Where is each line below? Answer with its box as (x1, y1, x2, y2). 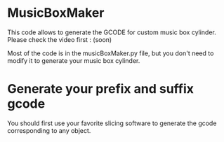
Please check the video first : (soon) (7, 35, 112, 43)
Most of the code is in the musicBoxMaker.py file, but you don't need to (7, 49, 214, 57)
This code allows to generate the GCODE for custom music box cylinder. (7, 28, 216, 36)
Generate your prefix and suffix (7, 81, 195, 97)
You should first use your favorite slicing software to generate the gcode (7, 119, 217, 127)
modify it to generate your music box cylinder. (7, 56, 140, 64)
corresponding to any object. (7, 126, 91, 134)
